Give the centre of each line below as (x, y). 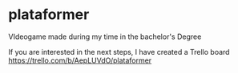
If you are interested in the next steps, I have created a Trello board (119, 52)
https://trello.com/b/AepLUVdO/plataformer (80, 60)
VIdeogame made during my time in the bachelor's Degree (105, 36)
